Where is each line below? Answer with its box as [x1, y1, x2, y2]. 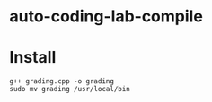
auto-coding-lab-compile [9, 6, 204, 27]
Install [9, 47, 57, 68]
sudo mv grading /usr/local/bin [9, 85, 130, 94]
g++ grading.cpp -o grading [9, 77, 115, 86]
